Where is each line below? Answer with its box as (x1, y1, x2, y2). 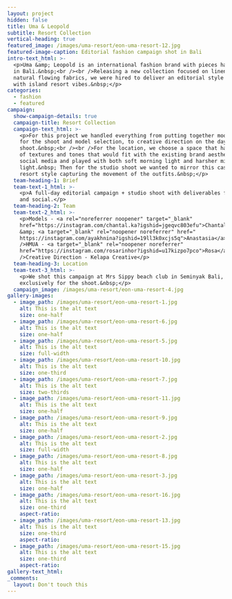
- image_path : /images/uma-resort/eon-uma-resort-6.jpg (13, 318, 177, 325)
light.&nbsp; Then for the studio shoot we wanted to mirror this (19, 164, 215, 171)
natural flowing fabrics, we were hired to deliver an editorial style (13, 74, 224, 81)
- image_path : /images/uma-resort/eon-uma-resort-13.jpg (13, 517, 181, 524)
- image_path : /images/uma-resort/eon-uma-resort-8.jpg (13, 453, 177, 460)
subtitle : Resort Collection (7, 29, 91, 37)
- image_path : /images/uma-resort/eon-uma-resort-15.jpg (13, 542, 181, 549)
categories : (7, 87, 41, 94)
